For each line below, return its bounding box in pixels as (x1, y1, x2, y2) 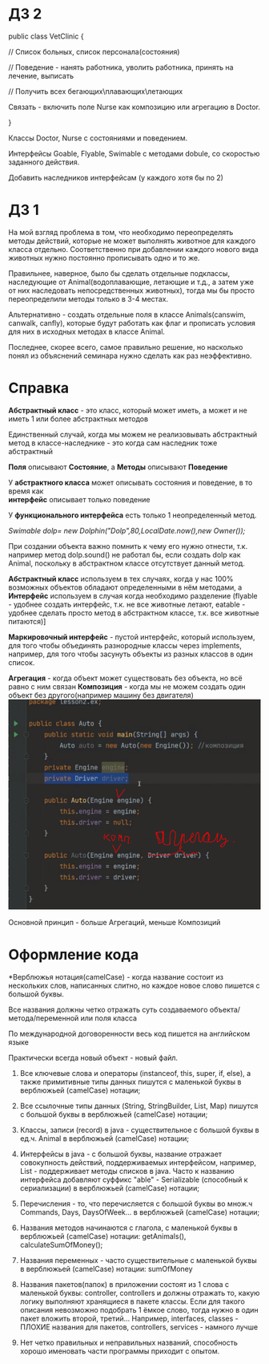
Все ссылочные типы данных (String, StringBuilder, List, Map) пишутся (19, 1101, 259, 1110)
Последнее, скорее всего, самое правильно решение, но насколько (8, 342, 243, 351)
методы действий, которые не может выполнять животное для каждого (8, 236, 256, 246)
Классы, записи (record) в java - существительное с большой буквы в (19, 1125, 259, 1135)
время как (8, 486, 44, 496)
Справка (8, 379, 70, 397)
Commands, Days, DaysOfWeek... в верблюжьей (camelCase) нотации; (19, 1207, 260, 1216)
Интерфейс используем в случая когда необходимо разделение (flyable (8, 591, 258, 600)
